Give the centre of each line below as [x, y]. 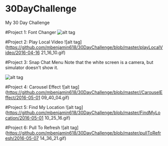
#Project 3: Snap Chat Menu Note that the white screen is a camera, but [79, 62]
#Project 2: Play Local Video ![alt [39, 42]
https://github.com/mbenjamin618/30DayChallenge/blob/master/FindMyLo [84, 112]
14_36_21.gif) [53, 138]
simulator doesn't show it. [32, 67]
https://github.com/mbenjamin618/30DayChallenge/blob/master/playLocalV [85, 47]
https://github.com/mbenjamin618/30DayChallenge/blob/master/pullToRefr [84, 132]
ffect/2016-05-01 [23, 97]
